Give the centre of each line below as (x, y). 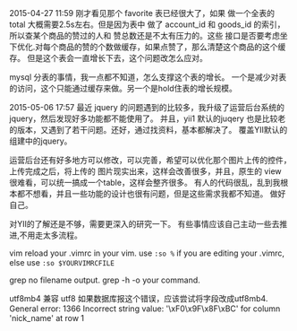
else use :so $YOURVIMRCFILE (62, 262)
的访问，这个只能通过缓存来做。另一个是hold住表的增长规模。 (123, 88)
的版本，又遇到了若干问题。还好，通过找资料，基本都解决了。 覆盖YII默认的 (148, 130)
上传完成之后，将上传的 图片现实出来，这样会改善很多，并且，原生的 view (145, 171)
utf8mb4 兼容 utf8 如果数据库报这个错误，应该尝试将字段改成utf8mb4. (139, 298)
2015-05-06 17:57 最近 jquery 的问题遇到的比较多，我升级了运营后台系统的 (147, 107)
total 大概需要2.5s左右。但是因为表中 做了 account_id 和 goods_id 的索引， (147, 24)
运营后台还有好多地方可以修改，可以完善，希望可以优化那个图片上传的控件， (150, 160)
